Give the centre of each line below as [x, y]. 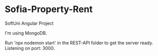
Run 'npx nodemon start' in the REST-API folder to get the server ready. [79, 43]
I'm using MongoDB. [26, 33]
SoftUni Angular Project [29, 23]
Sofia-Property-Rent [49, 9]
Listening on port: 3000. [30, 48]
